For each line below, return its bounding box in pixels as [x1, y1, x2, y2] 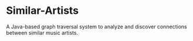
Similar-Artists [6, 4, 79, 17]
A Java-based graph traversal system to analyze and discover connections [6, 23, 187, 30]
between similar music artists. [6, 29, 78, 36]
